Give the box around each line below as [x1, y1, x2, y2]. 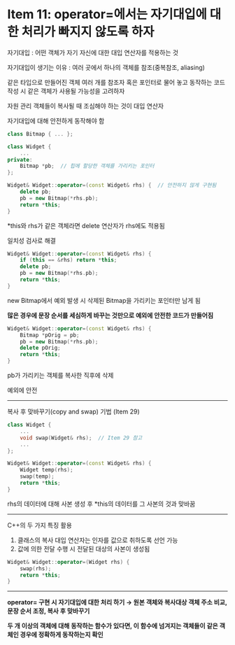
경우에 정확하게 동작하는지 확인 [20, 630, 104, 639]
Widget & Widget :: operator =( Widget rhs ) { [7, 558, 130, 565]
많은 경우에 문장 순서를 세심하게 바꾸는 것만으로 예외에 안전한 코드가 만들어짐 [7, 311, 214, 319]
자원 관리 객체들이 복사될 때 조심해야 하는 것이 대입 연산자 [7, 101, 164, 110]
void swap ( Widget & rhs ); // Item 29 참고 [20, 434, 143, 441]
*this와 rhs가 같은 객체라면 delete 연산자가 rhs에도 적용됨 [7, 221, 166, 229]
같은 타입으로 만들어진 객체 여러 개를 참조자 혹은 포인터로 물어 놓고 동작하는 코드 [7, 78, 226, 86]
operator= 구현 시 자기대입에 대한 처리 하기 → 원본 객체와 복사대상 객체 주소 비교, [7, 598, 227, 607]
